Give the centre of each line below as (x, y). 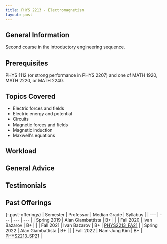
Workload (21, 151)
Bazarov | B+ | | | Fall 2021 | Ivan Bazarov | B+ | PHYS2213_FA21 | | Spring (82, 225)
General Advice (30, 168)
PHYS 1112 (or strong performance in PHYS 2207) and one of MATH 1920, (81, 75)
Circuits (20, 119)
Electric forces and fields (38, 108)
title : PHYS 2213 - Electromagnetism (45, 10)
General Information (37, 35)
